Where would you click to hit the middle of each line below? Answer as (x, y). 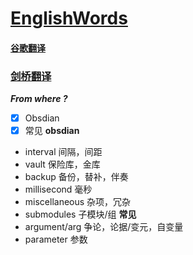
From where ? (39, 99)
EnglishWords (69, 18)
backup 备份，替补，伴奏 (76, 177)
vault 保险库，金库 (62, 164)
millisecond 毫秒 (58, 189)
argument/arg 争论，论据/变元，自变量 (104, 227)
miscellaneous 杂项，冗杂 (78, 202)
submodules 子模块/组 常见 (80, 214)
